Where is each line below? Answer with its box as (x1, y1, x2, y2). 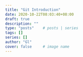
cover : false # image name (5, 44, 70, 49)
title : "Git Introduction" (5, 7, 61, 12)
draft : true (5, 16, 30, 21)
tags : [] (5, 30, 23, 35)
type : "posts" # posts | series (5, 26, 79, 31)
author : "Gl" (5, 40, 32, 45)
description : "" (5, 21, 39, 26)
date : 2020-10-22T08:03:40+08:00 (5, 12, 74, 17)
